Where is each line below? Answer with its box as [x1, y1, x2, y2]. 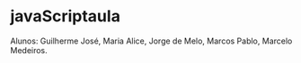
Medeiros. [10, 44, 48, 55]
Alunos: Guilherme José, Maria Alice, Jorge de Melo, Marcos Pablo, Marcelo [10, 35, 293, 46]
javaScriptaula [10, 6, 120, 27]
